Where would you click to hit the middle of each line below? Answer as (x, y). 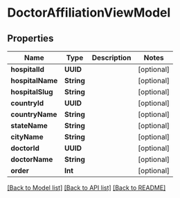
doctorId (25, 148)
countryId (27, 103)
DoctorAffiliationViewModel (89, 13)
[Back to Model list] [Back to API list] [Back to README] (87, 188)
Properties (30, 38)
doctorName (32, 159)
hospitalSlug (32, 92)
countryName (34, 114)
